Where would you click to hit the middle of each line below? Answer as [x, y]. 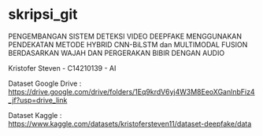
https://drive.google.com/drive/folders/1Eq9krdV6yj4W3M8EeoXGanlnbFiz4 [131, 91]
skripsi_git [43, 15]
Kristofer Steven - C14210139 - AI [62, 68]
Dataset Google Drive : [45, 83]
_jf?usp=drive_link [38, 100]
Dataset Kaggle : [35, 115]
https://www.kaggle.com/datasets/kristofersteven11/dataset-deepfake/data [130, 123]
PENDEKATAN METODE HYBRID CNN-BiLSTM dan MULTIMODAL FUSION [128, 44]
